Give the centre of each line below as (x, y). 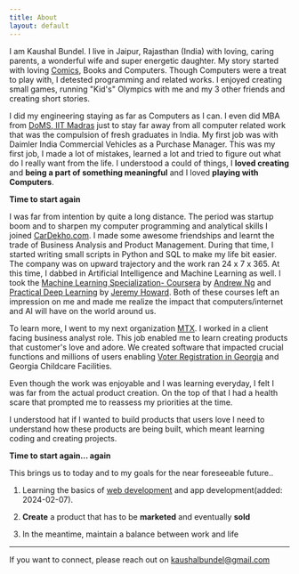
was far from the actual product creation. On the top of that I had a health (144, 392)
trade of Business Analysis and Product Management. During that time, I (141, 245)
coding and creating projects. (63, 438)
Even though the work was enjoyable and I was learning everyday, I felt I (141, 383)
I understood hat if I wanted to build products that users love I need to (137, 419)
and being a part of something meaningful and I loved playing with (134, 172)
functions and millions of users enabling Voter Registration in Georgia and (144, 356)
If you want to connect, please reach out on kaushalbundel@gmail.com (140, 559)
